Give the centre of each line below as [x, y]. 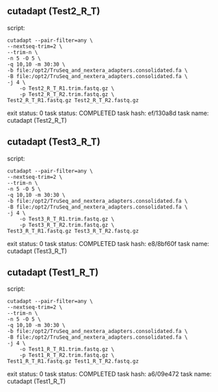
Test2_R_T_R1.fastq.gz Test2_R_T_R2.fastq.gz [73, 100]
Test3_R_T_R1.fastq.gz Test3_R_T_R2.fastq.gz [73, 231]
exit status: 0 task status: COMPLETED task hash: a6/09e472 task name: [109, 374]
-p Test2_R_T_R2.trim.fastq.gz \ [67, 94]
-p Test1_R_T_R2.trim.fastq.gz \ [67, 356]
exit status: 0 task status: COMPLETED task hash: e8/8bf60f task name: [108, 243]
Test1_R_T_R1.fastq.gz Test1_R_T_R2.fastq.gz [73, 362]
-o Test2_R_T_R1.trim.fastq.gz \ [67, 88]
